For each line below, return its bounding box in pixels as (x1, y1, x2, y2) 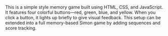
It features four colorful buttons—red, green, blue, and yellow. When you (5, 9, 156, 15)
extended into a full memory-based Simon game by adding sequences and (5, 20, 160, 26)
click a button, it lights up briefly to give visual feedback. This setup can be (5, 15, 161, 20)
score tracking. (5, 25, 37, 31)
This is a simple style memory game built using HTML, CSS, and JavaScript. (5, 4, 163, 10)
